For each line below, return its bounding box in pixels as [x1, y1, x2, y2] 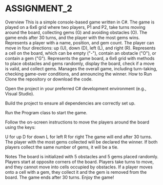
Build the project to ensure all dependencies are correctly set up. [5, 100, 136, 106]
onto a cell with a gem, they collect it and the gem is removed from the [5, 169, 147, 175]
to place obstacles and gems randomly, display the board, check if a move [5, 61, 155, 66]
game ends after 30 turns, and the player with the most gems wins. [5, 35, 140, 41]
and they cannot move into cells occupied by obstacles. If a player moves [5, 164, 153, 170]
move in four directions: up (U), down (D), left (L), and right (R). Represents [5, 45, 156, 51]
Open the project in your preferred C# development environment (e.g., [5, 85, 146, 91]
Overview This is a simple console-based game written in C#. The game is [5, 19, 155, 25]
